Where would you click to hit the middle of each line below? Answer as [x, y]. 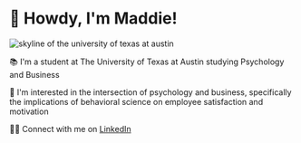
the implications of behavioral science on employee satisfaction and [136, 101]
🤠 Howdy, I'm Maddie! [93, 19]
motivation [29, 111]
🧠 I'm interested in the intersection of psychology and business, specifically [150, 92]
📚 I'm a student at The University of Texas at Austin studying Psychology [147, 62]
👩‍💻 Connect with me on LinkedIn [70, 129]
